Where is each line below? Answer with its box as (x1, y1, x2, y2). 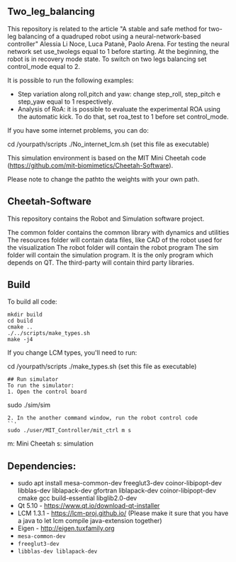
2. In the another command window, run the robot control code (7, 414, 198, 421)
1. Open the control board (7, 388, 87, 396)
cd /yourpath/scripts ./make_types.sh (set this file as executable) (7, 362, 197, 371)
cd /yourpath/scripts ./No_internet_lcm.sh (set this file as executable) (7, 140, 210, 148)
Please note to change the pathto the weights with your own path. (7, 175, 200, 183)
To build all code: (7, 297, 58, 306)
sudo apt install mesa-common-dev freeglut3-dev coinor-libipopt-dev (17, 479, 222, 487)
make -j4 (7, 336, 33, 343)
